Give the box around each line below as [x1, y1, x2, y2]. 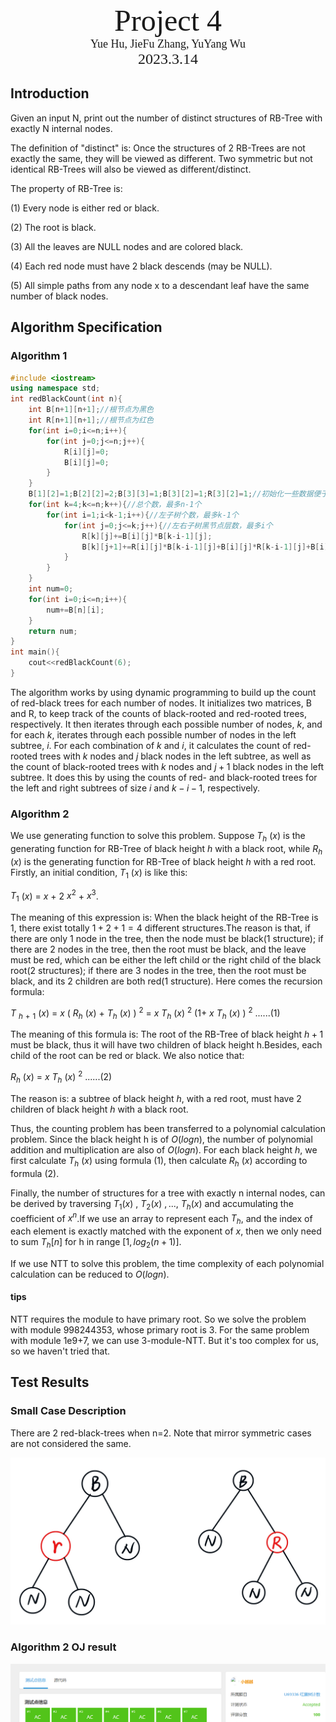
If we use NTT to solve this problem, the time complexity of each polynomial [10, 1257, 325, 1269]
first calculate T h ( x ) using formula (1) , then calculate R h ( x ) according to [10, 1154, 308, 1169]
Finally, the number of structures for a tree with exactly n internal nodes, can [10, 1187, 326, 1199]
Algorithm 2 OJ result [10, 1640, 117, 1654]
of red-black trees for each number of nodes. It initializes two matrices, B [10, 697, 312, 709]
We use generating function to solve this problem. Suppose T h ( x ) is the [10, 830, 306, 844]
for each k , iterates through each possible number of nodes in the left [10, 728, 297, 741]
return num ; [28, 626, 78, 636]
